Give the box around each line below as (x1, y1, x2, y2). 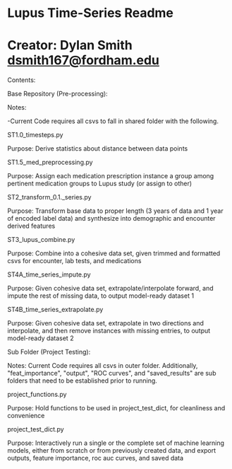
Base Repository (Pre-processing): (7, 90, 108, 98)
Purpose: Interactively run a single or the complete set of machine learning (7, 439, 224, 447)
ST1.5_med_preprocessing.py (7, 158, 93, 167)
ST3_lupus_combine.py (7, 236, 75, 244)
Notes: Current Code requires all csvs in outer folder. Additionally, (7, 361, 198, 370)
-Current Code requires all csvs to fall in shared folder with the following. (7, 117, 219, 125)
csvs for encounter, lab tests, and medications (7, 257, 142, 265)
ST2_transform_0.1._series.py (7, 193, 92, 202)
